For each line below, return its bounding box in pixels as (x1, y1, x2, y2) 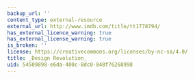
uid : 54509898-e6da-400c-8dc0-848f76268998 (7, 61, 133, 68)
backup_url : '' (7, 10, 51, 17)
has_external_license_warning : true (7, 36, 112, 43)
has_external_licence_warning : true (7, 29, 112, 36)
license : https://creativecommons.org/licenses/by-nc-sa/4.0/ (7, 49, 188, 56)
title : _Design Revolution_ (7, 55, 88, 62)
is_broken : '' (7, 42, 48, 49)
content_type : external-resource (7, 16, 103, 23)
